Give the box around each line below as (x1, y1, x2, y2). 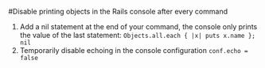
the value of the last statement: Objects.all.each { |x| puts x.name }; (19, 31, 256, 40)
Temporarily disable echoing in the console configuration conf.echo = (19, 46, 248, 55)
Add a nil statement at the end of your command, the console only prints (19, 22, 258, 31)
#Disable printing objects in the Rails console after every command (8, 7, 228, 16)
